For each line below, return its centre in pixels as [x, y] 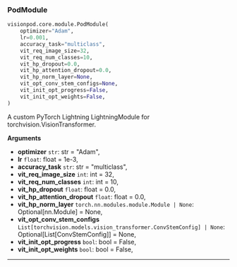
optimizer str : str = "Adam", [59, 152]
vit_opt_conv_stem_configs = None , [69, 84]
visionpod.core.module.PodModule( [58, 25]
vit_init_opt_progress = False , [65, 90]
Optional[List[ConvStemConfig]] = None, [77, 234]
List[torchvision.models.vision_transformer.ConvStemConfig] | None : [121, 227]
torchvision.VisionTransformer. [52, 124]
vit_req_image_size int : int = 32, [66, 174]
